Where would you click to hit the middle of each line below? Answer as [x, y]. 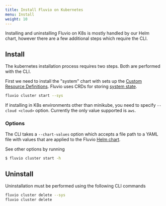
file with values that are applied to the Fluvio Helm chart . [63, 140]
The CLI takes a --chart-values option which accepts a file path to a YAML [82, 134]
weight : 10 [16, 19]
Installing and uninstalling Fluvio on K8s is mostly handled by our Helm [78, 33]
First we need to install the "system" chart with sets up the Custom [74, 81]
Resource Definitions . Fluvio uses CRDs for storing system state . [71, 87]
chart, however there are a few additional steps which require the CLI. [77, 38]
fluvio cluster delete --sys [35, 195]
